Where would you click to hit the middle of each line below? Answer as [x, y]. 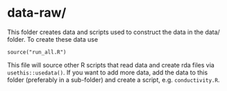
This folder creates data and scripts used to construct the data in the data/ [113, 32]
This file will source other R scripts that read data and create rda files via [111, 65]
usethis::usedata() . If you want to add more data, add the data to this [108, 72]
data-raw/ [37, 13]
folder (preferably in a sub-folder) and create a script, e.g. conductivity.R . [113, 80]
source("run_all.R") [37, 52]
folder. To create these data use [53, 39]
